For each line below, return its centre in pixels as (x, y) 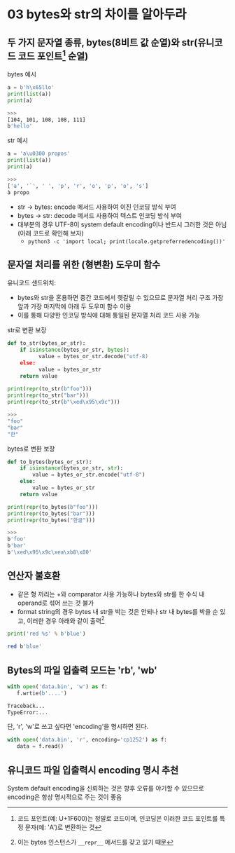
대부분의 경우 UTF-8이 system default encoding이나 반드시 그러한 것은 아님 (122, 224)
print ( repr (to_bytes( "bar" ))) (51, 513)
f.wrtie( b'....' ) (42, 693)
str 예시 (17, 140)
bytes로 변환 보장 (31, 449)
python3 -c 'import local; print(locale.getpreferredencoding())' (127, 241)
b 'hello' (20, 126)
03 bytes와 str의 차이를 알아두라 (97, 14)
